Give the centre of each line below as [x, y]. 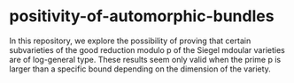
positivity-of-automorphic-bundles [142, 16]
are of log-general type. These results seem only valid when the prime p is [145, 59]
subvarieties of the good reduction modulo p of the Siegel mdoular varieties [147, 49]
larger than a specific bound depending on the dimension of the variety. [140, 69]
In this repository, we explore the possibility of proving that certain [130, 41]
